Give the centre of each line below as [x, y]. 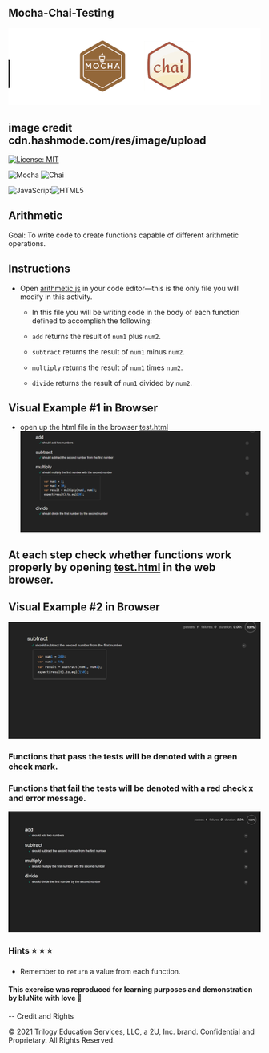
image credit [40, 128]
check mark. [33, 767]
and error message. [47, 799]
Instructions [39, 269]
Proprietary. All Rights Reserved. [62, 1040]
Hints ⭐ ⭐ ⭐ [31, 951]
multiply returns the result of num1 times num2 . [107, 367]
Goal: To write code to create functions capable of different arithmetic [124, 235]
